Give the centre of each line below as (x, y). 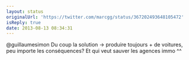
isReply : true (24, 22)
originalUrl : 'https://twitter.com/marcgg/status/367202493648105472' (95, 17)
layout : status (25, 11)
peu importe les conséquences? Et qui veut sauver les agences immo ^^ (94, 51)
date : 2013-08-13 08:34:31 (39, 28)
